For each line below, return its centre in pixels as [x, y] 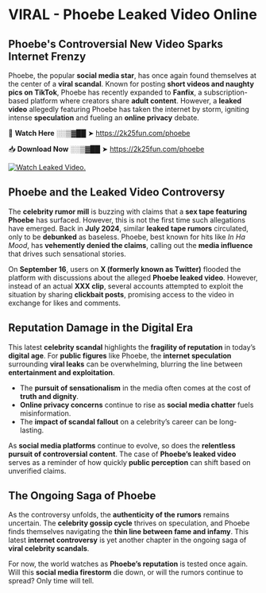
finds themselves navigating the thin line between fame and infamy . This [128, 532]
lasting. [32, 430]
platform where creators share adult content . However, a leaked [136, 101]
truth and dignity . [49, 396]
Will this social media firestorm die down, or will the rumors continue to [126, 572]
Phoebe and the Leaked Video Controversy [117, 192]
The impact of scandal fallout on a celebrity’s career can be [119, 421]
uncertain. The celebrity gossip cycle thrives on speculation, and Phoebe [129, 523]
